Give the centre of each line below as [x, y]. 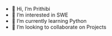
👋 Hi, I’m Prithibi [31, 9]
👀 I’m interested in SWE [40, 15]
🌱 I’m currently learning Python [49, 21]
